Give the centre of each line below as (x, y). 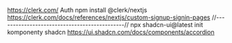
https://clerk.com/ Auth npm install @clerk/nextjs (77, 10)
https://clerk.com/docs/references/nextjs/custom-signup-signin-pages (109, 17)
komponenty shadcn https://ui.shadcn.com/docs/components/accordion (111, 32)
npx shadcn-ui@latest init (167, 25)
